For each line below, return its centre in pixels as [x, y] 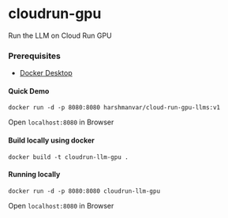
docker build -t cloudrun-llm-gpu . [68, 157]
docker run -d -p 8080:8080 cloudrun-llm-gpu [84, 191]
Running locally [34, 175]
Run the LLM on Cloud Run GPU [60, 35]
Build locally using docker [51, 140]
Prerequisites [34, 56]
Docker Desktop [46, 73]
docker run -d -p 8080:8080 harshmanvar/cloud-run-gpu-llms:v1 [114, 108]
